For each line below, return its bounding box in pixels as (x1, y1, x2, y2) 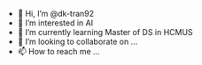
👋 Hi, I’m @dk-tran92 (17, 9, 95, 18)
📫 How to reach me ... (17, 47, 100, 56)
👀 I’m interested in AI (17, 18, 94, 28)
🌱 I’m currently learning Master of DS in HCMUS (17, 27, 193, 37)
